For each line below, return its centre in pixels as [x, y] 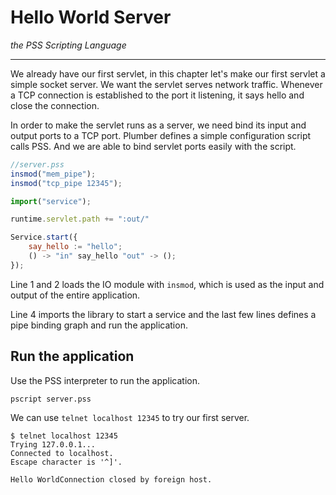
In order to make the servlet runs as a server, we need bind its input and [158, 125]
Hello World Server [91, 17]
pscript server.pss [51, 399]
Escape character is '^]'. [66, 462]
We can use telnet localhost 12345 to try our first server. [130, 417]
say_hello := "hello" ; [75, 247]
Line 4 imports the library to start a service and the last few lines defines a [163, 314]
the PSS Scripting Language [68, 45]
